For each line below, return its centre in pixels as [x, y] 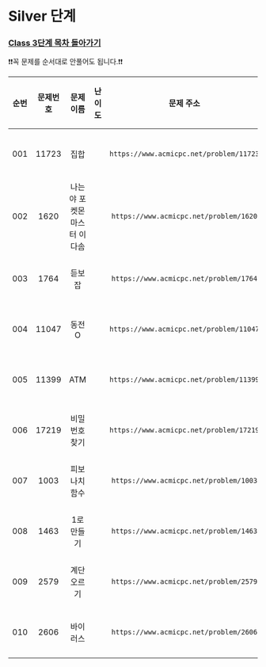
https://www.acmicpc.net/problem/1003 [184, 481]
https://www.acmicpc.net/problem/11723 [184, 154]
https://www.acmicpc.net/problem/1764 [184, 279]
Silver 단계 [42, 16]
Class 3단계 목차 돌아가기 [55, 43]
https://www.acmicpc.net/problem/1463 [184, 531]
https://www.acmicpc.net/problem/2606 [184, 632]
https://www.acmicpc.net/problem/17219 [184, 430]
